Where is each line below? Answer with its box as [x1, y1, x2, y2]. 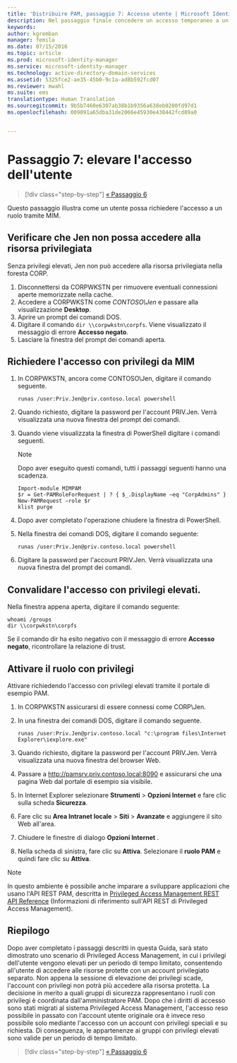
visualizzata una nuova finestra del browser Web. [17, 756, 161, 764]
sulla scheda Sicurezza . [17, 798, 88, 807]
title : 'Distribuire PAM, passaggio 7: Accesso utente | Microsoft [7, 10, 210, 18]
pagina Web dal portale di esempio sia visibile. [17, 777, 153, 785]
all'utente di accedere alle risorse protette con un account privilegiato [7, 966, 209, 975]
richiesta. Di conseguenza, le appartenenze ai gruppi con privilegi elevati [7, 1026, 219, 1035]
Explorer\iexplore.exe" [17, 736, 88, 743]
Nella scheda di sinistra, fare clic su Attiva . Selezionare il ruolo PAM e [17, 847, 221, 855]
